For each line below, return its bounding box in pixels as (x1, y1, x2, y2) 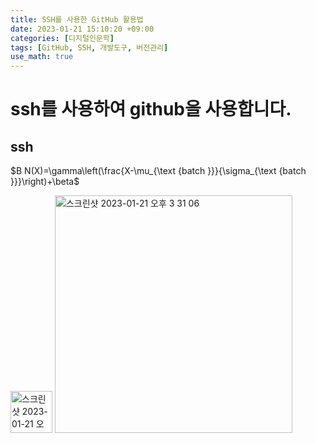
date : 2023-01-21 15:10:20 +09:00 (10, 24, 155, 34)
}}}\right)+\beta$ (10, 176, 80, 188)
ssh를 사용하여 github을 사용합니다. (10, 98, 292, 121)
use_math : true (10, 52, 74, 62)
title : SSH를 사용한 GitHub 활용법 (10, 14, 144, 25)
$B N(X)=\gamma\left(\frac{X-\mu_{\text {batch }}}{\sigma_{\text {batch (10, 165, 307, 177)
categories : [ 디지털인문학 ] (10, 33, 115, 43)
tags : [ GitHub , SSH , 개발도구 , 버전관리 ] (10, 42, 169, 53)
